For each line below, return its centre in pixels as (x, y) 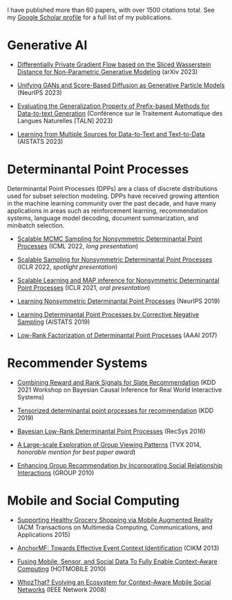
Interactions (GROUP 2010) (56, 473)
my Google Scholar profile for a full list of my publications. (90, 17)
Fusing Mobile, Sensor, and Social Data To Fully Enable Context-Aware (117, 561)
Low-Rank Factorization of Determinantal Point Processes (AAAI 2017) (117, 335)
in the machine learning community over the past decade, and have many (112, 203)
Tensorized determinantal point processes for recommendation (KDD (115, 410)
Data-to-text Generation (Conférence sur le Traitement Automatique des (120, 113)
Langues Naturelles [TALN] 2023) (65, 120)
